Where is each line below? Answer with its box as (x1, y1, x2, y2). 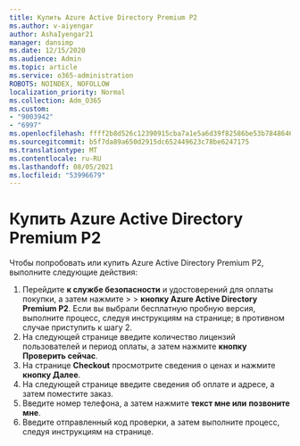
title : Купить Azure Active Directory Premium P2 (9, 12, 198, 22)
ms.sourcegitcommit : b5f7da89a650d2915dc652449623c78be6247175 (9, 137, 250, 146)
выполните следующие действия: (9, 267, 138, 277)
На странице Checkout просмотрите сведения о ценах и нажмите (21, 360, 276, 371)
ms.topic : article (9, 63, 78, 72)
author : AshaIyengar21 (9, 29, 94, 38)
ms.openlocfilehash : (9, 129, 87, 138)
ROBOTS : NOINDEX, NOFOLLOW (9, 79, 110, 88)
